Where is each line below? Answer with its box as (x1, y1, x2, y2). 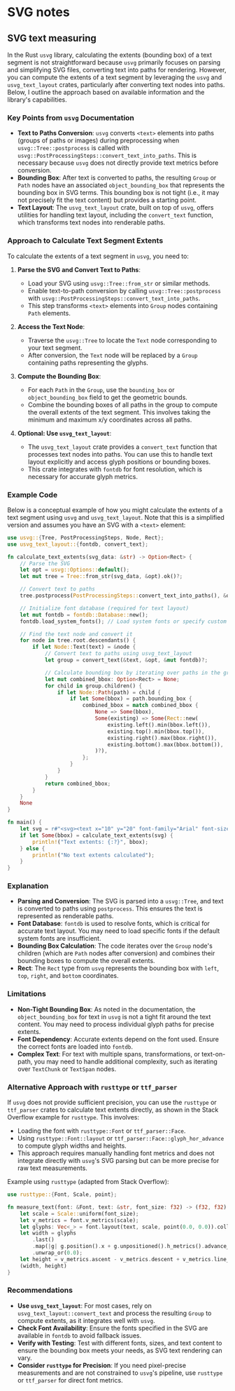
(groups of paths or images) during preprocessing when (17, 136, 180, 145)
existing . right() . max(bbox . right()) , (107, 734, 218, 741)
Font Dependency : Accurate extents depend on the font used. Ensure (17, 1035, 219, 1043)
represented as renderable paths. (17, 912, 114, 920)
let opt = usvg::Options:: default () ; (20, 566, 130, 574)
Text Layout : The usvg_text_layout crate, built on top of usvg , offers (17, 203, 214, 212)
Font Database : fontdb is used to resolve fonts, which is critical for (17, 920, 210, 928)
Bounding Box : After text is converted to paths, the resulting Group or (17, 173, 217, 182)
